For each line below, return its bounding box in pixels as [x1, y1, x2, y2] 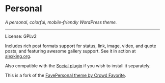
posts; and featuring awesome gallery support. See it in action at [5, 48, 136, 54]
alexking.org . [5, 53, 31, 59]
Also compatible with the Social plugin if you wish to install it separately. [5, 62, 151, 69]
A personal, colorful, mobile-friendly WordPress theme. [5, 19, 117, 25]
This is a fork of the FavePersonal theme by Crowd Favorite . [5, 72, 126, 78]
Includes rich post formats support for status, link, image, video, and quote [5, 43, 156, 49]
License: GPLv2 [5, 33, 37, 39]
